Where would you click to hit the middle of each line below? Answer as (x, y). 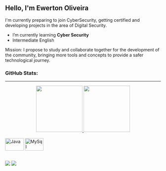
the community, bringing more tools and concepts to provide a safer (74, 55)
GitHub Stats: (22, 73)
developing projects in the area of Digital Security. (56, 25)
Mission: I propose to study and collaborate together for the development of (82, 49)
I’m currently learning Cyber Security (50, 35)
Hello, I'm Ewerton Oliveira (47, 8)
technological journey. (28, 60)
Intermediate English (33, 40)
